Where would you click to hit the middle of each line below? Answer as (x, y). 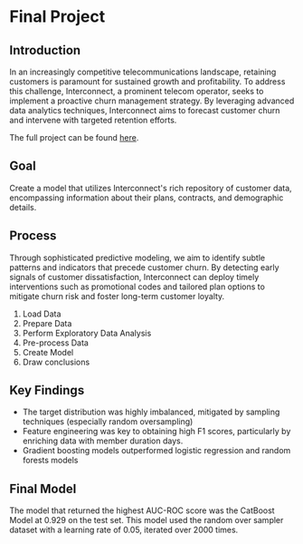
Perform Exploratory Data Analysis (87, 333)
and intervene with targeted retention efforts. (93, 120)
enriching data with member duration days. (103, 441)
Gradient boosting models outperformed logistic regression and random (156, 451)
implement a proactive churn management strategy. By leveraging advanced (152, 101)
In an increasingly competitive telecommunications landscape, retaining (143, 72)
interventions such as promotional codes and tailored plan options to (137, 287)
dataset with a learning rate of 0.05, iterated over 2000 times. (124, 530)
